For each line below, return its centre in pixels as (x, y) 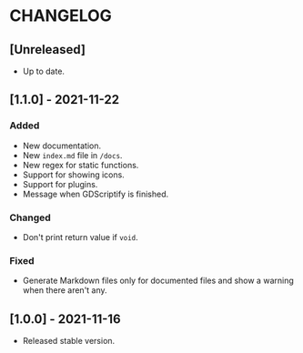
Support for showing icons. (73, 175)
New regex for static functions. (81, 165)
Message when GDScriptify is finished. (96, 194)
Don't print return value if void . (80, 237)
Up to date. (44, 71)
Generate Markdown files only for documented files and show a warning (158, 281)
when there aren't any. (65, 290)
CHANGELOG (61, 16)
